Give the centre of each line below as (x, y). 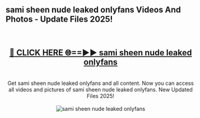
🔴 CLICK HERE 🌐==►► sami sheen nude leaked (101, 53)
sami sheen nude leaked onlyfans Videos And (93, 10)
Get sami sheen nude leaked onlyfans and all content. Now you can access (101, 83)
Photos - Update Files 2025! (59, 20)
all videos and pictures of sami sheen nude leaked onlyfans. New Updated (101, 89)
